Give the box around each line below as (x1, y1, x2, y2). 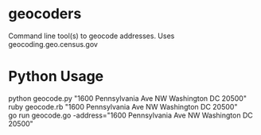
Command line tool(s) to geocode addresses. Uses (8, 31, 175, 40)
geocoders (8, 5, 82, 23)
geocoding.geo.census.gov (8, 39, 98, 48)
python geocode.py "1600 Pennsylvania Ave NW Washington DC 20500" (8, 93, 247, 103)
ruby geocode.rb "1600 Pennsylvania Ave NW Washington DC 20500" (8, 102, 238, 111)
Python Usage (8, 67, 104, 86)
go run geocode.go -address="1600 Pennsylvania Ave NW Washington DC (8, 110, 253, 120)
